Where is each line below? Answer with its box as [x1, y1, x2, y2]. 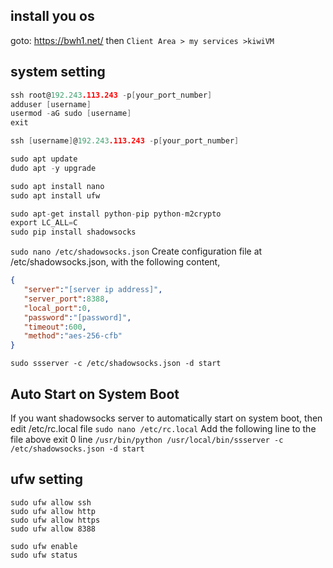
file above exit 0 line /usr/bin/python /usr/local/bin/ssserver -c [10, 433, 284, 445]
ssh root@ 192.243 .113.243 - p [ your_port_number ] [10, 90, 213, 100]
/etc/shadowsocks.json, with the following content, [10, 256, 221, 268]
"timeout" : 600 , [23, 322, 87, 332]
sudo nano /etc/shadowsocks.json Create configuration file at [10, 245, 263, 258]
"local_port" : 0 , [23, 303, 92, 313]
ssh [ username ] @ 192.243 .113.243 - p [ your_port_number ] [10, 136, 240, 146]
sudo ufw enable [10, 541, 78, 551]
